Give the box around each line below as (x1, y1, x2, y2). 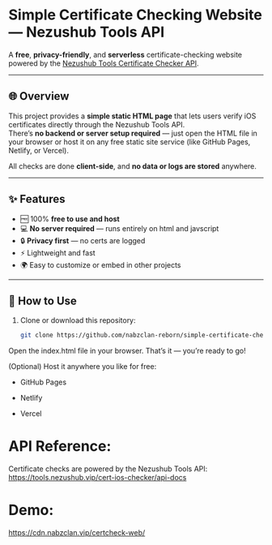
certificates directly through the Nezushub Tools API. (8, 119, 185, 129)
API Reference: (8, 437, 112, 456)
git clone (19, 331, 54, 340)
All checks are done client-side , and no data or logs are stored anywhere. (8, 161, 257, 171)
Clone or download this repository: (19, 315, 136, 325)
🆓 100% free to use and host (19, 213, 120, 224)
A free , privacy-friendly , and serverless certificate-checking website (8, 49, 243, 59)
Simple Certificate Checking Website (8, 6, 263, 24)
